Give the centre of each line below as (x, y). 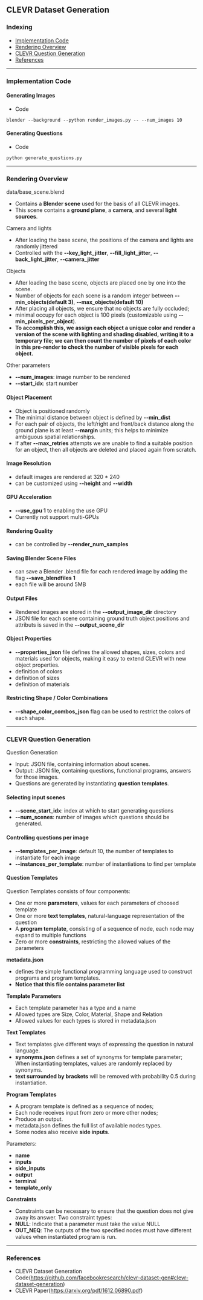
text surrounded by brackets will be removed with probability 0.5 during (105, 1076)
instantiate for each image (47, 857)
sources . (26, 217)
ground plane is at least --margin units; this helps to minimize (92, 430)
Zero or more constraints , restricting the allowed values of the (93, 942)
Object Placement (29, 397)
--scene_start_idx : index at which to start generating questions (94, 811)
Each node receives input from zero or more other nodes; (86, 1112)
